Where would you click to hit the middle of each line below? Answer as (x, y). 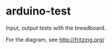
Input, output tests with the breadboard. (56, 28)
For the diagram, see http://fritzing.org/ (55, 39)
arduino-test (38, 11)
